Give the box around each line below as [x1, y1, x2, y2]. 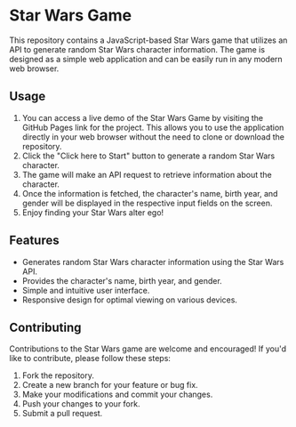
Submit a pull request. [21, 408, 103, 419]
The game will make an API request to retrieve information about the [21, 169, 273, 180]
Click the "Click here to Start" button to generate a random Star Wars [21, 150, 276, 161]
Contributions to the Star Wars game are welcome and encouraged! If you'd [9, 343, 287, 354]
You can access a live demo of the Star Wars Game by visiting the [21, 112, 264, 123]
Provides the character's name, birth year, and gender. [21, 275, 222, 286]
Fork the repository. [21, 370, 95, 381]
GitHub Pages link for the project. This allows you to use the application [21, 122, 284, 133]
